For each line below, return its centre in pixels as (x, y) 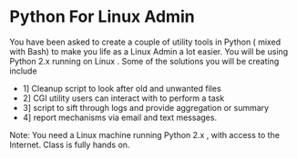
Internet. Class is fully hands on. (70, 144)
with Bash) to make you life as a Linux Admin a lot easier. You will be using (149, 51)
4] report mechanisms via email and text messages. (119, 117)
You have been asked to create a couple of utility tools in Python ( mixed (145, 42)
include (24, 71)
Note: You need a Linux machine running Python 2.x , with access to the (145, 134)
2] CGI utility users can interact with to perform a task (123, 98)
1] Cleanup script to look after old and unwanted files (122, 88)
